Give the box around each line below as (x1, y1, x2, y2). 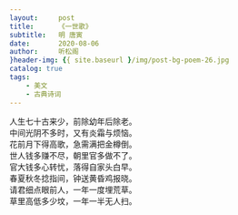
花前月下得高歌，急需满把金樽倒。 (9, 138, 137, 149)
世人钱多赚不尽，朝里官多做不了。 (9, 149, 137, 160)
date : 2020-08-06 (9, 38, 100, 48)
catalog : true (9, 65, 64, 74)
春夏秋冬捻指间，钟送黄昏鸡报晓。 (9, 172, 137, 183)
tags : (9, 73, 30, 82)
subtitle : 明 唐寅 (9, 30, 84, 39)
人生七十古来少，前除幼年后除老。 (9, 116, 137, 127)
